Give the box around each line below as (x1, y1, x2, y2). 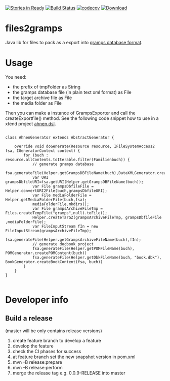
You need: (5, 74, 27, 80)
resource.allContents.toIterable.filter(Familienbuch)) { (5, 157, 130, 162)
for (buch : (23, 152, 49, 157)
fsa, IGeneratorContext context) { (5, 148, 80, 153)
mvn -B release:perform (12, 364, 63, 370)
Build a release (5, 314, 53, 323)
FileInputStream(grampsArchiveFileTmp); (5, 228, 92, 233)
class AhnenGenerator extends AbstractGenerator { (5, 135, 114, 140)
